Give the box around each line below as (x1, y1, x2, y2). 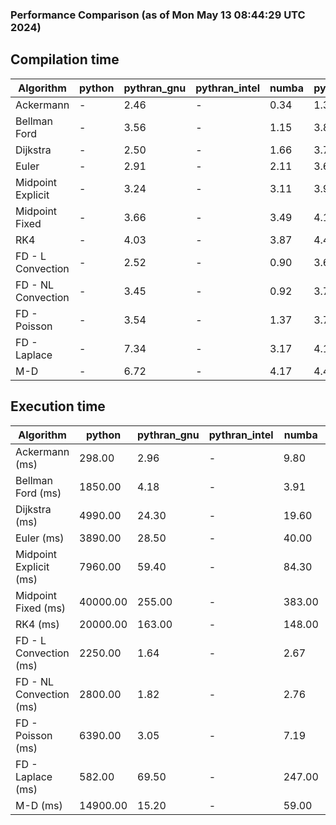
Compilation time (10, 51, 120, 68)
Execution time (10, 398, 106, 415)
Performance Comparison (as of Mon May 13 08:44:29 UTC (10, 8, 306, 22)
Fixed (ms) (15, 601, 67, 615)
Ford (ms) (15, 486, 62, 500)
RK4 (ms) (15, 617, 60, 631)
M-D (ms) (15, 798, 63, 812)
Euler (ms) (15, 531, 65, 545)
